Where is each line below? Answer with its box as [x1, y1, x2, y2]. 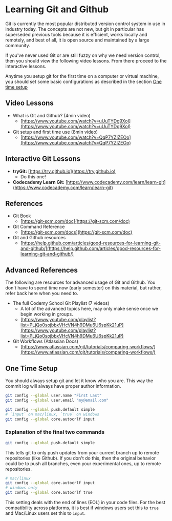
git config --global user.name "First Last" [5, 393, 102, 398]
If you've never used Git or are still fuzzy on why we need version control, [5, 52, 161, 58]
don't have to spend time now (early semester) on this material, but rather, [5, 285, 162, 291]
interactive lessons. [5, 63, 47, 69]
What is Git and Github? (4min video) [12, 112, 91, 118]
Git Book [12, 213, 31, 219]
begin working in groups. [20, 311, 73, 317]
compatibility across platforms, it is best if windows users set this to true [5, 505, 159, 511]
